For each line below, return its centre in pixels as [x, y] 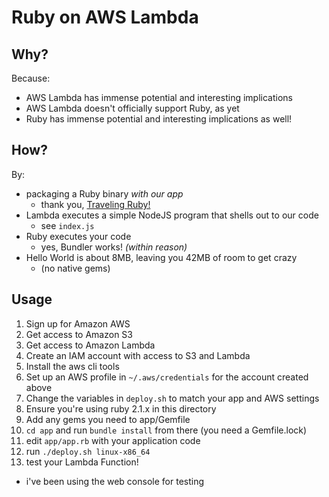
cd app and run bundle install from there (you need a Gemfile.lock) [166, 430]
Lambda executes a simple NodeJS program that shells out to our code [172, 215]
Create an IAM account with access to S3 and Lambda [138, 355]
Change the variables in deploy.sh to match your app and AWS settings [172, 398]
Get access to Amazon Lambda [90, 345]
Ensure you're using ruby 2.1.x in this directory [121, 408]
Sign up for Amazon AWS [78, 323]
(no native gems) [75, 268]
